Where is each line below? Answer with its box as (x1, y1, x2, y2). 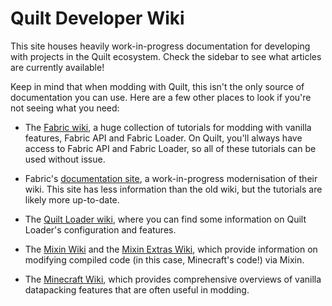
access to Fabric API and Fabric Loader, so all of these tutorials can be (24, 142, 317, 154)
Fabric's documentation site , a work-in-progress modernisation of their (24, 172, 318, 184)
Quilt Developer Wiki (10, 7, 185, 30)
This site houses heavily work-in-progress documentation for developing (10, 40, 311, 52)
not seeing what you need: (10, 102, 120, 114)
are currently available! (10, 61, 105, 73)
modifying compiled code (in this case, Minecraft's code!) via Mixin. (24, 253, 305, 266)
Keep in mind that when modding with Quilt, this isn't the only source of (10, 80, 305, 92)
